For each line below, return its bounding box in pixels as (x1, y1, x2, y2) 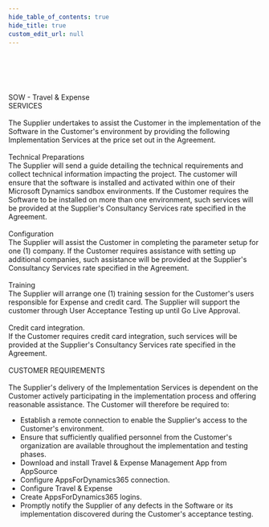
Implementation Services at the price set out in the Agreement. (8, 135, 216, 145)
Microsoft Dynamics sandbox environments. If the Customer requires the (8, 186, 249, 196)
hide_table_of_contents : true (8, 13, 110, 21)
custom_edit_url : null (8, 30, 84, 38)
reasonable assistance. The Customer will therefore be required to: (8, 400, 230, 410)
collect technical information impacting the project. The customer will (8, 170, 238, 179)
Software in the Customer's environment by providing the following (8, 127, 230, 137)
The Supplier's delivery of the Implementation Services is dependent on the (8, 382, 259, 393)
